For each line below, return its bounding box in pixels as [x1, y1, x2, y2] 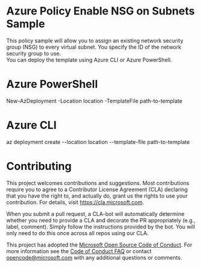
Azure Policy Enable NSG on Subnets [6, 4, 195, 18]
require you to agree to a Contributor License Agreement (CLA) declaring [6, 186, 188, 193]
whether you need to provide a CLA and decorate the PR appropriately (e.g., [6, 216, 196, 224]
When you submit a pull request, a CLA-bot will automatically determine [6, 210, 185, 218]
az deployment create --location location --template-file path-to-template [6, 138, 190, 145]
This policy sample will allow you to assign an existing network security [6, 37, 183, 44]
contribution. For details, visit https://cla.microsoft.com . [6, 198, 144, 206]
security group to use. [6, 49, 62, 57]
